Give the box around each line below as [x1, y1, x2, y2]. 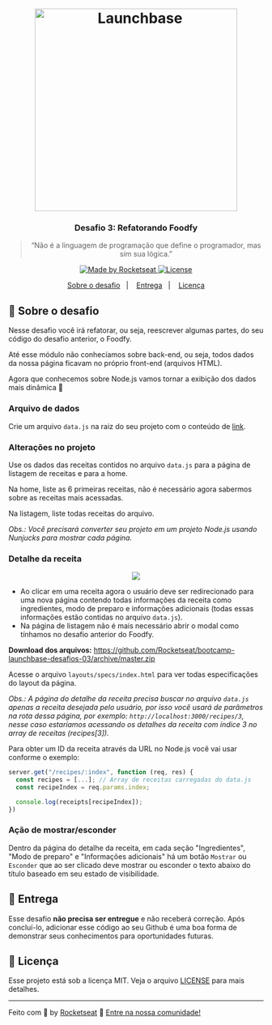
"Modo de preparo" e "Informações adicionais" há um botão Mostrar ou [8, 851, 247, 861]
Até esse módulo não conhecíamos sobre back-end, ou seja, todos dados [8, 350, 254, 359]
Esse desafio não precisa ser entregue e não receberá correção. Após [8, 913, 245, 923]
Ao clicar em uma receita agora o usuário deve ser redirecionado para [19, 587, 254, 597]
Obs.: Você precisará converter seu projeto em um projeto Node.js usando [8, 524, 257, 534]
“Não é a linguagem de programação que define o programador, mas [31, 240, 261, 250]
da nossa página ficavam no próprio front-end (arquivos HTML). [8, 359, 223, 368]
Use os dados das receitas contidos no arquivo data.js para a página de [8, 460, 251, 470]
